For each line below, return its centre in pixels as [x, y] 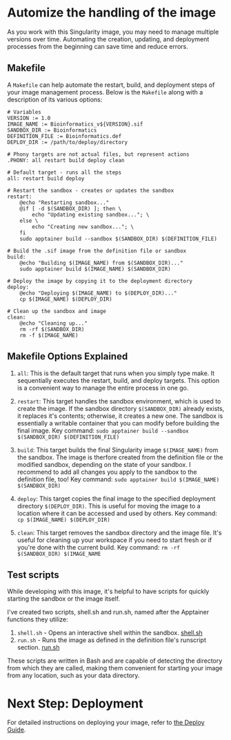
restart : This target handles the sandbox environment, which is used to [119, 401]
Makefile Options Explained [68, 357]
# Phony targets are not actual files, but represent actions [98, 154]
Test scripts [33, 575]
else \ [29, 221]
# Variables [24, 112]
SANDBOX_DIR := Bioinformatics [52, 130]
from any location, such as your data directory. [73, 676]
